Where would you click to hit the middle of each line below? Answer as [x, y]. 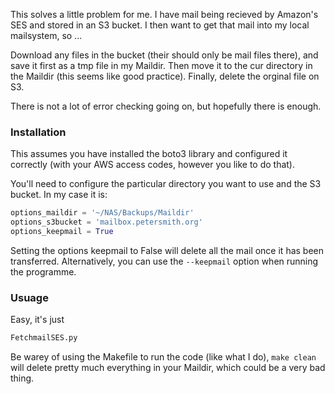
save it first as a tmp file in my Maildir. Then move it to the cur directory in [161, 65]
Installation [38, 132]
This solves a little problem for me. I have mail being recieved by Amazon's [164, 14]
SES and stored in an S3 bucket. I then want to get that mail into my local [160, 25]
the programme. [43, 271]
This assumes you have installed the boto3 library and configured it [149, 154]
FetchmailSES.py [44, 338]
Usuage [29, 297]
